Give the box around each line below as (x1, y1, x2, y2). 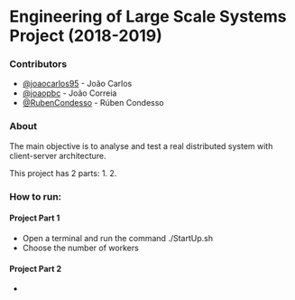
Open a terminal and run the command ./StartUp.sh (22, 232, 214, 243)
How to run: (9, 190, 62, 202)
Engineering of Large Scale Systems (9, 6, 287, 27)
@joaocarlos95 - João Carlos (22, 79, 133, 89)
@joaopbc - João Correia (22, 88, 117, 98)
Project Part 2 (9, 263, 62, 274)
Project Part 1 (9, 212, 60, 223)
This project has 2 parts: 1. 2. (9, 167, 117, 178)
